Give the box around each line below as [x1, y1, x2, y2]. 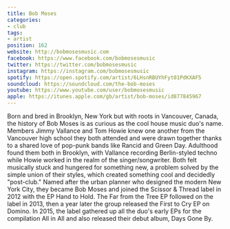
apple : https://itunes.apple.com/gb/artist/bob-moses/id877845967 [7, 94, 202, 100]
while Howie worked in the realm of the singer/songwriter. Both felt [7, 156, 198, 164]
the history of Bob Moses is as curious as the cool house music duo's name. [7, 120, 224, 127]
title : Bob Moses [7, 10, 57, 17]
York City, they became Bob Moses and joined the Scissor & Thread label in [7, 185, 222, 193]
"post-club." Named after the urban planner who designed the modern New [7, 178, 222, 186]
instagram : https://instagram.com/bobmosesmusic [7, 67, 149, 74]
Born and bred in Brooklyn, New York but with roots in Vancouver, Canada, [7, 112, 219, 120]
